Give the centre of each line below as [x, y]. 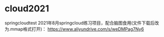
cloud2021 [27, 9]
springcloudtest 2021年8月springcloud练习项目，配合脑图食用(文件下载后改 [82, 23]
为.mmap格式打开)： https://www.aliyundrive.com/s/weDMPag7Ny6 [74, 29]
